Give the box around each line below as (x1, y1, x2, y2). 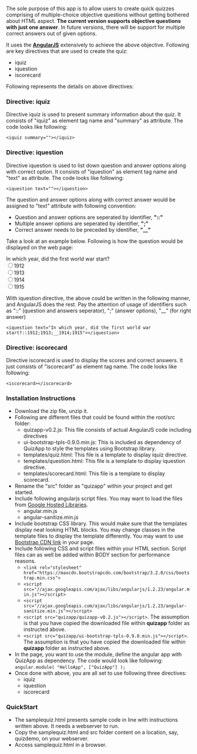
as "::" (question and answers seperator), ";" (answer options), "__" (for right (6, 307, 191, 314)
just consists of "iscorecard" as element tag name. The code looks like (6, 363, 178, 370)
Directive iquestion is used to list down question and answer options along (6, 162, 186, 169)
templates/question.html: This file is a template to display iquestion (23, 458, 185, 465)
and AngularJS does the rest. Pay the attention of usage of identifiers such (6, 301, 187, 308)
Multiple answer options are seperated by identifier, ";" (14, 220, 149, 227)
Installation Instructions (6, 394, 76, 402)
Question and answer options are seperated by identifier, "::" (14, 213, 163, 221)
